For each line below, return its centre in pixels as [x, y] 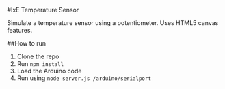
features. [20, 30]
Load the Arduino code [49, 71]
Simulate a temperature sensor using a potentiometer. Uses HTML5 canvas [113, 23]
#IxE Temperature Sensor [43, 10]
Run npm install [40, 64]
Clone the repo [38, 56]
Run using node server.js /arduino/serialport [84, 78]
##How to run [27, 43]
